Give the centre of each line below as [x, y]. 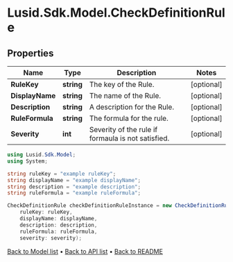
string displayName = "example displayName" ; [74, 180]
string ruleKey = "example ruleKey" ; [62, 174]
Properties [31, 53]
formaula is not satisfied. [129, 138]
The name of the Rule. [125, 96]
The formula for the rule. [129, 118]
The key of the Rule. [122, 84]
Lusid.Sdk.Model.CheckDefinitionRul [116, 13]
